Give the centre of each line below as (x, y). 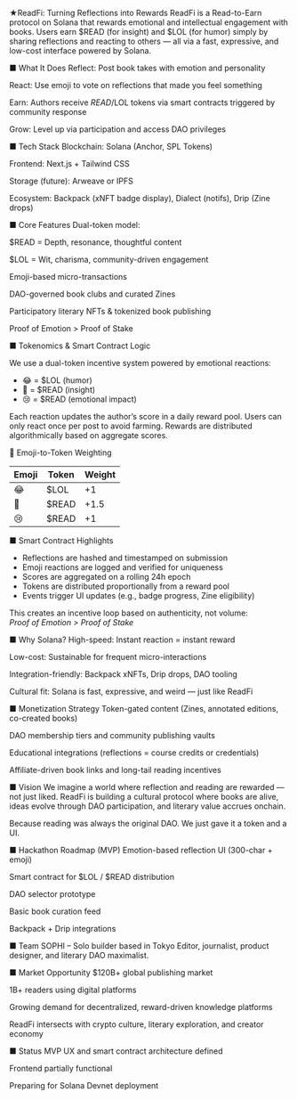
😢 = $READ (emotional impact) (80, 399)
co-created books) (44, 718)
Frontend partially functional (61, 1068)
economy (27, 1034)
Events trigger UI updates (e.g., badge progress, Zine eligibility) (138, 595)
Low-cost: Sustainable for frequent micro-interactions (108, 657)
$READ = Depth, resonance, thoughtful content (96, 242)
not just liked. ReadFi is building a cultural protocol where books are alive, (144, 797)
